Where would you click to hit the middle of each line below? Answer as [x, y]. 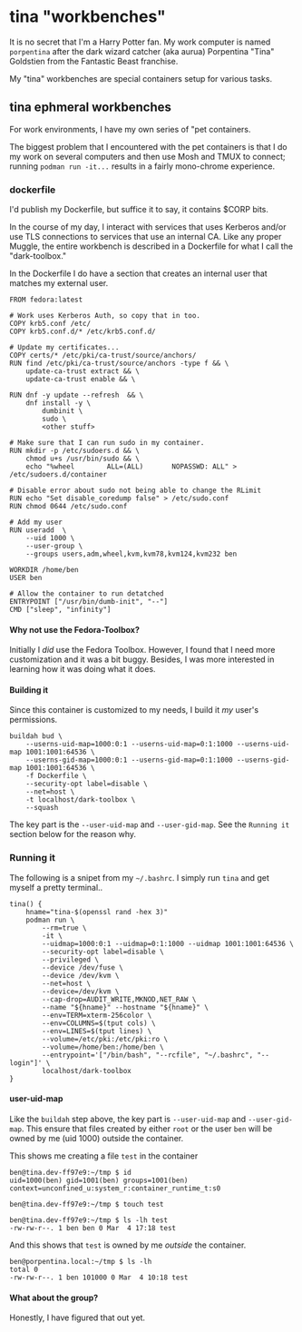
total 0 [24, 1269]
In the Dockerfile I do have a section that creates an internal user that [138, 273]
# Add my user [36, 523]
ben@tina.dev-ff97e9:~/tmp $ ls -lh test [89, 1220]
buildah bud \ [36, 736]
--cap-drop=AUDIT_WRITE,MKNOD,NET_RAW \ [119, 999]
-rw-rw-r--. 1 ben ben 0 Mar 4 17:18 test [93, 1228]
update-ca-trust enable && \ [81, 380]
